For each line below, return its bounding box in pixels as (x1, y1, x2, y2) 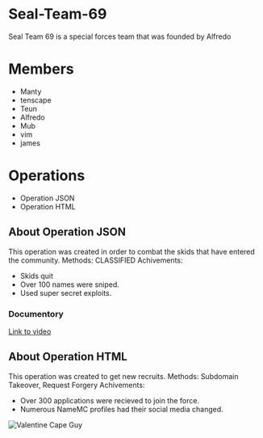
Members (8, 60, 74, 78)
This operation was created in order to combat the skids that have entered (8, 246, 256, 256)
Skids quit (19, 271, 54, 280)
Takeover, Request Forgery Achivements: (8, 380, 145, 390)
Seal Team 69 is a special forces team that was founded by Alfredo (8, 32, 232, 41)
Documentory (8, 308, 65, 319)
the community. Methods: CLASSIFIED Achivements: (8, 255, 183, 265)
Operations (8, 166, 86, 185)
